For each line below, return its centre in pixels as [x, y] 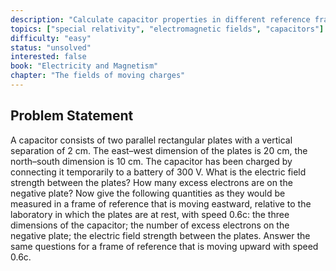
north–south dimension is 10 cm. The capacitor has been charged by [151, 161]
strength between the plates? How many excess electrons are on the [151, 182]
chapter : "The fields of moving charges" [98, 76]
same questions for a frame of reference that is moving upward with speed [164, 246]
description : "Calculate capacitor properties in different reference [160, 19]
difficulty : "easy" [51, 38]
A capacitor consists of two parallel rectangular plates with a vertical [151, 140]
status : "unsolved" [51, 47]
